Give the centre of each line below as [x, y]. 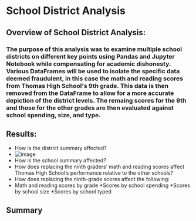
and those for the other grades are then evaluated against [90, 108]
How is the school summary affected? [60, 161]
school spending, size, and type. [53, 115]
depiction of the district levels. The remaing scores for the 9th [96, 100]
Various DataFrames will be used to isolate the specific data [93, 71]
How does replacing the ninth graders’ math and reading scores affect [99, 167]
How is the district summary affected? [60, 148]
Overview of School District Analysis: [76, 33]
